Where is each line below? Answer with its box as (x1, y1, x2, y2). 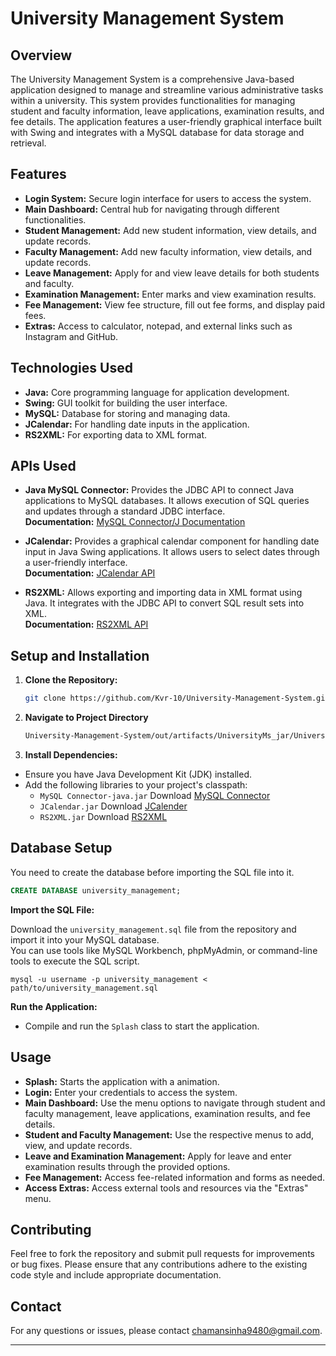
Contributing (10, 1221, 92, 1238)
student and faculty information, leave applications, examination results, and (10, 105, 325, 117)
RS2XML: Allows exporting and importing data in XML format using (24, 587, 303, 599)
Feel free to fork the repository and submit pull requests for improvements (10, 1248, 315, 1260)
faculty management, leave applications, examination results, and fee (24, 1107, 311, 1119)
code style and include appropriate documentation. (10, 1269, 222, 1281)
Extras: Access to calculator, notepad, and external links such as (24, 320, 293, 332)
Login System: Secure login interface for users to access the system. (24, 192, 312, 204)
